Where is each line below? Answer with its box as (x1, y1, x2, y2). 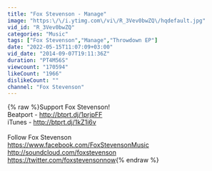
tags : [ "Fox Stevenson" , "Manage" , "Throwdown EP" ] (7, 37, 158, 44)
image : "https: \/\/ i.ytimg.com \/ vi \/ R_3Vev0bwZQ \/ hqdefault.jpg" (7, 17, 206, 24)
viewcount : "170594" (7, 63, 69, 71)
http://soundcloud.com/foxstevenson (7, 148, 116, 157)
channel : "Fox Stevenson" (7, 83, 84, 90)
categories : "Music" (7, 30, 69, 38)
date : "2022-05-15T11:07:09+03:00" (7, 43, 113, 51)
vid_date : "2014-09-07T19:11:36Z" (7, 51, 111, 58)
